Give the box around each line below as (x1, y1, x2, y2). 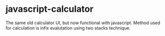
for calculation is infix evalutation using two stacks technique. (5, 25, 131, 31)
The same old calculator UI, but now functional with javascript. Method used (5, 20, 161, 26)
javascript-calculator (5, 3, 94, 15)
